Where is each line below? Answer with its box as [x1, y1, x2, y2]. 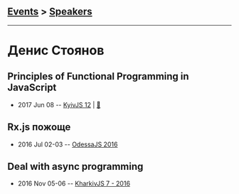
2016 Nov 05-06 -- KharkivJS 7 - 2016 [17, 179, 130, 188]
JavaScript [7, 82, 57, 94]
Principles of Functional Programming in [7, 70, 190, 82]
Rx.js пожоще [7, 121, 71, 134]
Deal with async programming [7, 161, 144, 173]
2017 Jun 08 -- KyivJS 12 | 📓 [17, 100, 101, 109]
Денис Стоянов [7, 43, 105, 58]
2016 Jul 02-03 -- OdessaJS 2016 [17, 140, 118, 149]
